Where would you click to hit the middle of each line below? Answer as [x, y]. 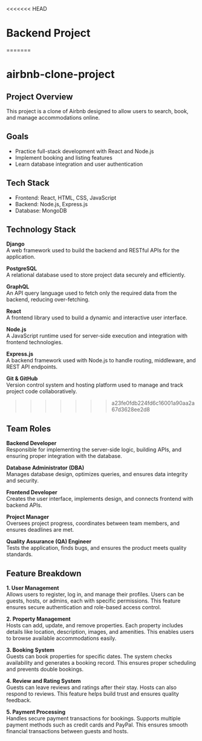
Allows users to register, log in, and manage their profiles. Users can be [95, 594]
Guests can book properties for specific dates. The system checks [89, 656]
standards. [20, 554]
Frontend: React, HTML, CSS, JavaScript [66, 197]
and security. [23, 481]
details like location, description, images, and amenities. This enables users [100, 632]
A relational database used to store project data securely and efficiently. [96, 275]
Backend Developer [31, 443]
